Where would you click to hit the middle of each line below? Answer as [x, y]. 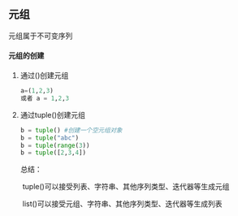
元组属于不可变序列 [41, 36]
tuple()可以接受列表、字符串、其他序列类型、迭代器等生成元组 [126, 187]
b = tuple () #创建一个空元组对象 [71, 130]
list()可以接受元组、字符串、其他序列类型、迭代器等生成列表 [122, 204]
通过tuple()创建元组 [52, 114]
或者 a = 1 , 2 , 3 [45, 98]
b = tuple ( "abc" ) [50, 138]
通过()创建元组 [44, 76]
